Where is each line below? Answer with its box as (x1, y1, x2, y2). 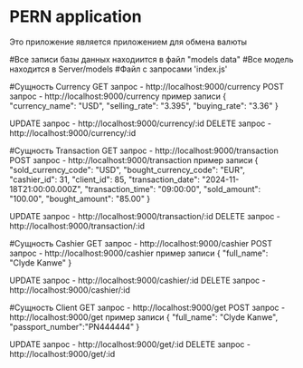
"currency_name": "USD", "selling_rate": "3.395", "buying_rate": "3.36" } (9, 100, 279, 111)
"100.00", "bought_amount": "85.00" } (9, 193, 151, 204)
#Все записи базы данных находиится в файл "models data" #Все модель (9, 53, 294, 64)
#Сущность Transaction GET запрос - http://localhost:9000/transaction (9, 145, 279, 156)
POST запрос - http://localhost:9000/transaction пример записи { (9, 154, 259, 165)
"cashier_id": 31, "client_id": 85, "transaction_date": (9, 174, 201, 185)
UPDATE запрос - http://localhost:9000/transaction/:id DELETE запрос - (9, 210, 280, 221)
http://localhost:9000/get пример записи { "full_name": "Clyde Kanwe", (9, 311, 279, 323)
